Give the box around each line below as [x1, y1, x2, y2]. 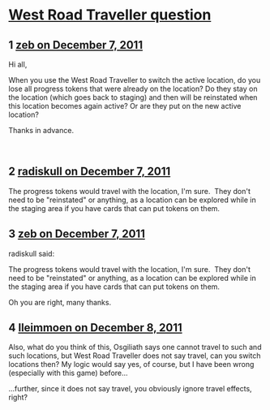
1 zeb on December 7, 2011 [8, 38, 144, 52]
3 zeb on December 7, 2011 [8, 227, 146, 241]
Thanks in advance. [8, 126, 75, 135]
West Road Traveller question [8, 6, 212, 24]
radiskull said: [8, 248, 55, 258]
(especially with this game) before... [8, 368, 128, 378]
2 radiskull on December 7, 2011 [8, 165, 171, 179]
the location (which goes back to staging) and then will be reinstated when [8, 93, 258, 102]
